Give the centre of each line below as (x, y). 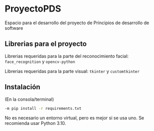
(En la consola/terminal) (29, 99)
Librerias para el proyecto (46, 44)
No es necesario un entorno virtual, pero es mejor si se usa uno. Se (74, 118)
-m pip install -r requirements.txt (43, 108)
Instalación (23, 87)
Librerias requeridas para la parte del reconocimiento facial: (67, 56)
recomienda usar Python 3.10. (35, 123)
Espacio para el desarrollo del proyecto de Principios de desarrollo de (77, 23)
